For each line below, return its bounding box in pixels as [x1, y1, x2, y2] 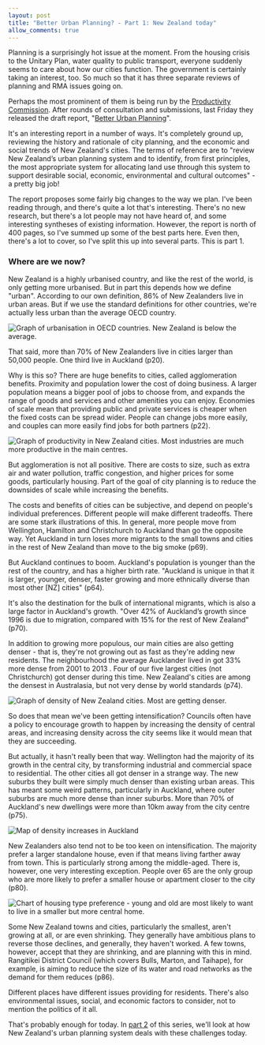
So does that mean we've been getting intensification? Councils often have [8, 711, 252, 720]
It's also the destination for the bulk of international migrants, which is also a [8, 598, 256, 607]
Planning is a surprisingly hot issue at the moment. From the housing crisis [8, 48, 250, 58]
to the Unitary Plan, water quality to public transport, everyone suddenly [8, 56, 243, 66]
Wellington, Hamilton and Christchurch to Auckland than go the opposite [8, 525, 244, 535]
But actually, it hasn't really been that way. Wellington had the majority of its [8, 751, 255, 761]
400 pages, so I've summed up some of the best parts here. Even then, [8, 228, 240, 238]
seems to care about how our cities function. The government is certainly [8, 65, 247, 74]
